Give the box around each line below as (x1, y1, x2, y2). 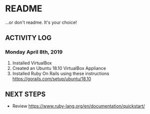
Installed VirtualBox (12, 60, 52, 66)
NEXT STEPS (5, 90, 46, 99)
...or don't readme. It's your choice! (5, 19, 77, 25)
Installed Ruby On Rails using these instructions (12, 70, 109, 76)
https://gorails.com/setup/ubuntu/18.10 (12, 75, 92, 82)
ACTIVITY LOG (5, 34, 52, 42)
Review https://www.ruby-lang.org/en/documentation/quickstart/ (12, 103, 145, 109)
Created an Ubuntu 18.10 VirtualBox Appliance (12, 65, 106, 71)
